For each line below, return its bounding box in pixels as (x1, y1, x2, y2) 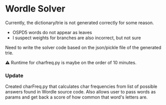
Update (5, 72, 23, 79)
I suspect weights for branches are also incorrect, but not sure (12, 35, 141, 41)
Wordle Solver (5, 3, 65, 15)
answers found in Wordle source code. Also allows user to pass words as (5, 89, 156, 95)
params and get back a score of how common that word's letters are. (5, 94, 148, 100)
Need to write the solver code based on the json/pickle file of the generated (5, 44, 161, 50)
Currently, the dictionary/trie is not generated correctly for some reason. (5, 20, 154, 26)
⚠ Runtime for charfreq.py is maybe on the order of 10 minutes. (5, 59, 136, 65)
